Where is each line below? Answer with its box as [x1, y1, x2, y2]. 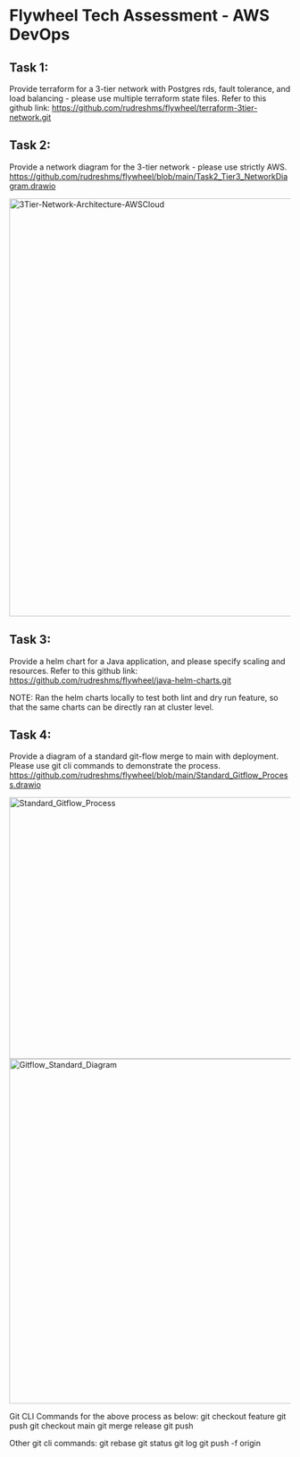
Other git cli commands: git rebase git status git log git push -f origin [9, 1438, 262, 1449]
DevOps [9, 24, 71, 45]
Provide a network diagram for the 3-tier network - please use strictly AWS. [9, 162, 287, 172]
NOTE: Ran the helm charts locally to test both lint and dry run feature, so [9, 692, 279, 703]
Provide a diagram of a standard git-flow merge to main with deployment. [9, 751, 279, 762]
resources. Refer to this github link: [9, 665, 138, 676]
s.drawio [9, 779, 42, 790]
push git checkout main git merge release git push [9, 1420, 194, 1431]
